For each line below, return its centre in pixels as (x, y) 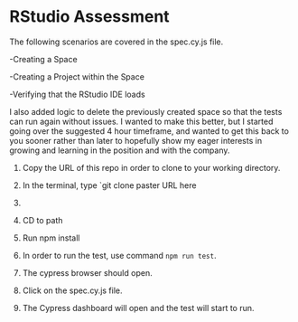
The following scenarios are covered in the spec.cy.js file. (116, 42)
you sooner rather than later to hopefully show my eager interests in (136, 140)
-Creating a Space (44, 59)
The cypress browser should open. (87, 272)
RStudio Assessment (89, 17)
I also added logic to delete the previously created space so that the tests (146, 111)
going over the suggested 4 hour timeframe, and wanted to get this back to (149, 131)
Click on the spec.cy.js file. (73, 290)
